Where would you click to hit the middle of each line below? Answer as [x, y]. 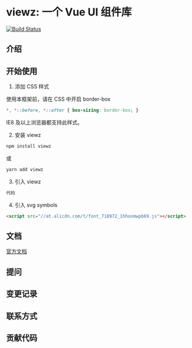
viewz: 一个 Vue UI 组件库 [69, 12]
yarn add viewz [25, 170]
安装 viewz [28, 135]
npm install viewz [29, 146]
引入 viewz [28, 181]
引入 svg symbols [36, 205]
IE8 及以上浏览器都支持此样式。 [44, 123]
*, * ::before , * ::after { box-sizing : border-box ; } [72, 110]
